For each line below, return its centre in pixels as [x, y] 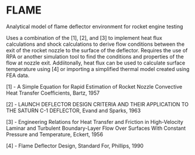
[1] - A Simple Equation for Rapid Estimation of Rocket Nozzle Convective [94, 86]
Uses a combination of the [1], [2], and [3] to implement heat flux [84, 38]
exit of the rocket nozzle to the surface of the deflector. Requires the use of [97, 50]
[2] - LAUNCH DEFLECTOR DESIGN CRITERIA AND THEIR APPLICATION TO [97, 104]
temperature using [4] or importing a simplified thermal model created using [98, 69]
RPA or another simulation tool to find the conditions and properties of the [95, 56]
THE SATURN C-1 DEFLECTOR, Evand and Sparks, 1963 [73, 110]
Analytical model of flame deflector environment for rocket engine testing [95, 26]
